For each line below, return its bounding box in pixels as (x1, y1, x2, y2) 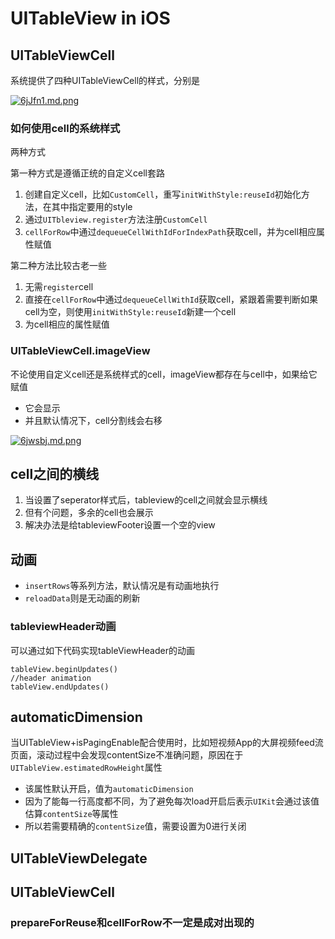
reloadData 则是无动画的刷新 (24, 592, 141, 604)
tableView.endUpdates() (10, 682, 110, 692)
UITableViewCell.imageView (10, 344, 151, 358)
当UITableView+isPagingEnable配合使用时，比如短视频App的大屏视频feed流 (10, 737, 324, 749)
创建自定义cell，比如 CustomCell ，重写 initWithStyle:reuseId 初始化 (24, 188, 302, 201)
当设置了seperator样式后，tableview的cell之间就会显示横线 (24, 494, 268, 506)
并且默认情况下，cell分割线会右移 (24, 414, 163, 426)
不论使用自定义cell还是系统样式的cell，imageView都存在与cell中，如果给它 (10, 368, 318, 380)
